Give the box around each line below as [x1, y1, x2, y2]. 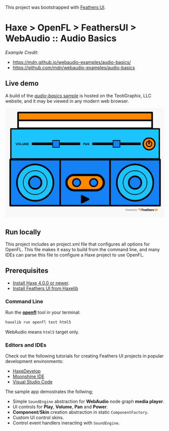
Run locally [5, 227, 41, 236]
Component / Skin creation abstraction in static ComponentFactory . [12, 409, 149, 415]
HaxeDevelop [12, 368, 41, 374]
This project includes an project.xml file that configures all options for [5, 241, 150, 247]
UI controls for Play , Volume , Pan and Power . [12, 404, 108, 410]
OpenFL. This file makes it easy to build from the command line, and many [5, 246, 160, 252]
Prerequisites [5, 266, 49, 275]
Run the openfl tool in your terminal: [5, 309, 81, 315]
